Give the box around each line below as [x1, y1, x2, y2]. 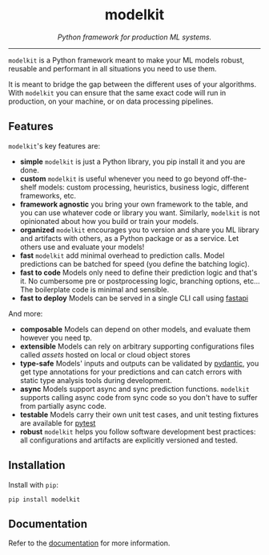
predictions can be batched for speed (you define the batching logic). [19, 259, 250, 268]
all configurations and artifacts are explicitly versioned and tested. [19, 435, 239, 445]
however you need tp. [19, 333, 92, 342]
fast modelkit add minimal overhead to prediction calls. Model [19, 251, 225, 260]
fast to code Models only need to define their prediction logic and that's [19, 267, 258, 277]
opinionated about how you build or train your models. [19, 216, 199, 226]
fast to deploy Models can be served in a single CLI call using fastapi [19, 293, 249, 303]
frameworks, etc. [19, 190, 77, 200]
